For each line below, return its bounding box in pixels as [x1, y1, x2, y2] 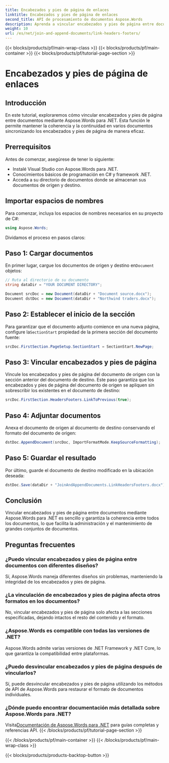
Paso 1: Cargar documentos [5, 249, 94, 258]
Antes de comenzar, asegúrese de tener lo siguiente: [5, 156, 115, 162]
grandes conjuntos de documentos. [5, 526, 79, 532]
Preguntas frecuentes [5, 540, 75, 549]
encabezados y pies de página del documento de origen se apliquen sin [5, 382, 154, 388]
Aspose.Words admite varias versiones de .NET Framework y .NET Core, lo [5, 645, 161, 651]
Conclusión [5, 496, 42, 505]
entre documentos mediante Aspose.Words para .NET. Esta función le [5, 117, 150, 123]
